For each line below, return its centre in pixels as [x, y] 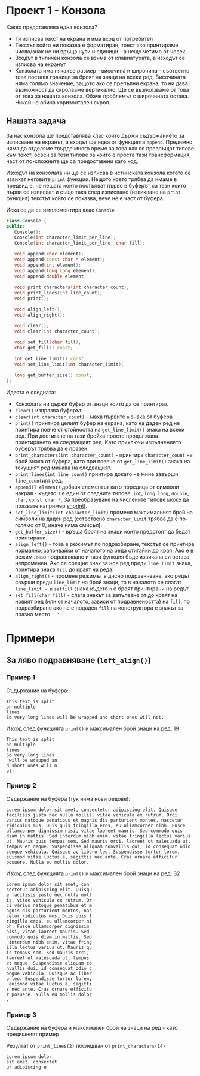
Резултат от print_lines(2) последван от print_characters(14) [86, 1046]
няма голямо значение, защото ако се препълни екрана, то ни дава [101, 83]
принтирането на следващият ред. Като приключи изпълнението [98, 442]
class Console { [26, 221]
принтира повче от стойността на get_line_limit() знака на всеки [100, 429]
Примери [31, 638]
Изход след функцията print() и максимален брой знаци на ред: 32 [93, 873]
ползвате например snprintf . [51, 506]
